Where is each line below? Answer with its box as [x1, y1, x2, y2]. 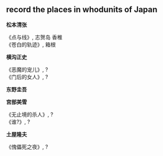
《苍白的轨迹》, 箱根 [6, 41, 56, 48]
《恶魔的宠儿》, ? [6, 66, 48, 73]
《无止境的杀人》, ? [6, 111, 54, 118]
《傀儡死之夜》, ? [6, 143, 48, 150]
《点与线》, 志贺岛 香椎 [6, 34, 63, 41]
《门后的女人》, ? [6, 73, 48, 80]
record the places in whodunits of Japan [6, 5, 158, 15]
